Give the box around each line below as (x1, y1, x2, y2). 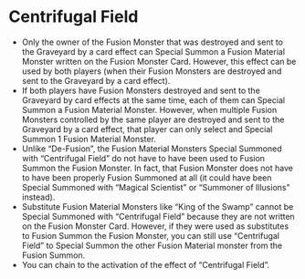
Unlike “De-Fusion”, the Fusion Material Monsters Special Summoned (21, 143, 282, 154)
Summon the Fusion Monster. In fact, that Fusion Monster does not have (21, 162, 294, 173)
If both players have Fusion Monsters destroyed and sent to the (21, 85, 261, 96)
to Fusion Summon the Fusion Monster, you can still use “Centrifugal (21, 230, 280, 241)
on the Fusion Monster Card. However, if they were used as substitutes (21, 221, 289, 232)
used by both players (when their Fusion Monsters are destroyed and (21, 66, 282, 77)
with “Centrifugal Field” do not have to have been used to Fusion (21, 152, 266, 163)
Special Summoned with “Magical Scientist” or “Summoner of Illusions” (21, 181, 290, 192)
